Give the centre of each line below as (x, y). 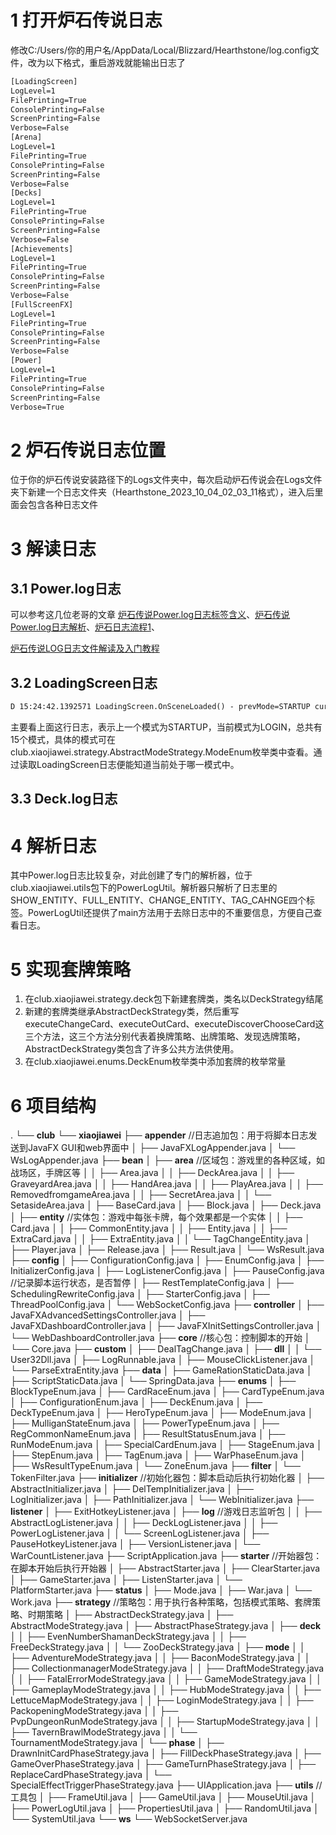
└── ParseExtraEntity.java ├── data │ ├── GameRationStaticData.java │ (161, 1370)
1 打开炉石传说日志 (86, 20)
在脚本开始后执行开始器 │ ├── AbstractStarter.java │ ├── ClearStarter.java (165, 1568)
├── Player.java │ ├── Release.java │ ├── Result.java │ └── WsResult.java (167, 1250)
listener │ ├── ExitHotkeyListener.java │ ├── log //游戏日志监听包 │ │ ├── (166, 1512)
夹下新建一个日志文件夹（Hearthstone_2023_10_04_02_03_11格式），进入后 (162, 492)
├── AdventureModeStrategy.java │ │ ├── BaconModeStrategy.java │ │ (160, 1658)
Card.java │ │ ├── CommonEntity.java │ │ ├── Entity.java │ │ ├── (149, 1228)
